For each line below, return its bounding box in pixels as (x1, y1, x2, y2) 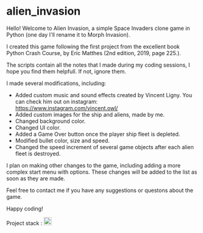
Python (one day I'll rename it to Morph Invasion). (6, 31, 130, 38)
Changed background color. (15, 117, 86, 125)
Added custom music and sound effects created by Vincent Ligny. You (15, 91, 193, 98)
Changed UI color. (15, 124, 61, 131)
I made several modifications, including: (6, 80, 107, 87)
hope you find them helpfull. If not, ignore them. (6, 67, 126, 75)
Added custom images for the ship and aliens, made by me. (15, 111, 165, 118)
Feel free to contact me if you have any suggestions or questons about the (6, 187, 194, 194)
